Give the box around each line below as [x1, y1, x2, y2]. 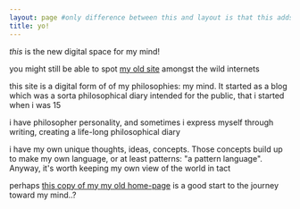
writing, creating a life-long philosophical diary [9, 126, 181, 137]
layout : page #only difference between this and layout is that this [9, 13, 274, 22]
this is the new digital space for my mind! [9, 46, 161, 56]
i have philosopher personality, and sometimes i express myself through [9, 117, 274, 128]
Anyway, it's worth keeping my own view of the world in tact [9, 163, 231, 173]
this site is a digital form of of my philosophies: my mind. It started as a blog [9, 80, 287, 91]
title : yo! [9, 21, 50, 30]
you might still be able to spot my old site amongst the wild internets [9, 63, 261, 74]
